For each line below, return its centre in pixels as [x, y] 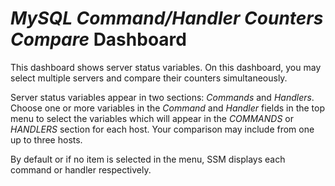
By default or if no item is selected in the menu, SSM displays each [148, 159]
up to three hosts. [46, 139]
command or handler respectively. [81, 169]
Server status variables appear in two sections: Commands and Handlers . [162, 97]
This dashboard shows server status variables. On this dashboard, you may [166, 67]
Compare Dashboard [98, 39]
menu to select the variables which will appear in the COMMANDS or [152, 118]
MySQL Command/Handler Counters [167, 18]
